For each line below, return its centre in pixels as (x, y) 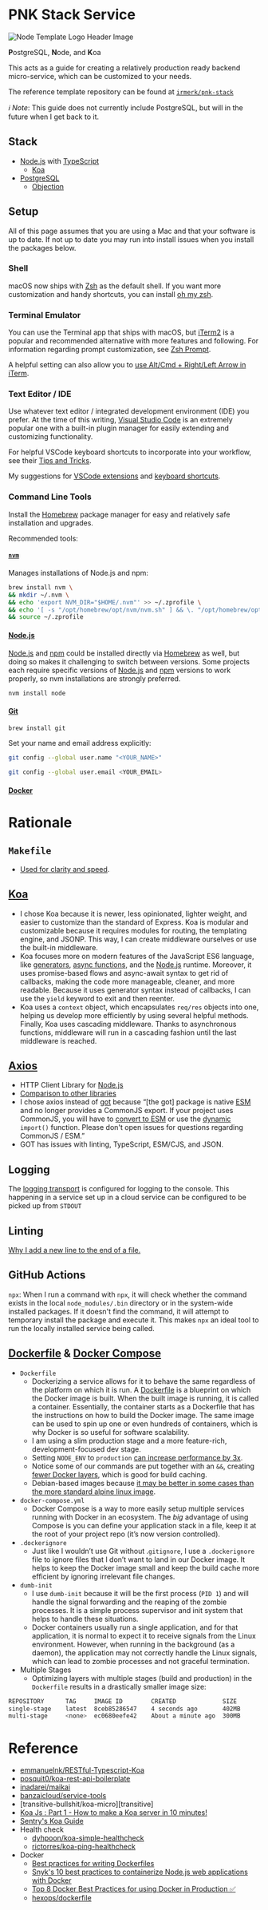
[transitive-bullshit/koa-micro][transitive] (87, 1804)
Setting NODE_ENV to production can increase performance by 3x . (137, 1457)
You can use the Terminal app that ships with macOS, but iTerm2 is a (121, 332)
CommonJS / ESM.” (52, 1136)
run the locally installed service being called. (82, 1328)
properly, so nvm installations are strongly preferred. (95, 678)
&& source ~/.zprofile (46, 617)
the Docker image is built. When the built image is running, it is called (145, 1398)
